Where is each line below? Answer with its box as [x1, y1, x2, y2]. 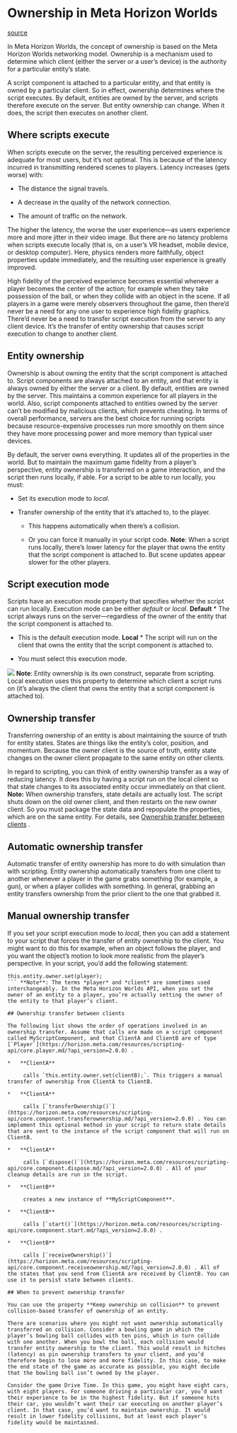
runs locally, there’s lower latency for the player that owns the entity [28, 543, 226, 551]
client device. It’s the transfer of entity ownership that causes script [7, 322, 204, 330]
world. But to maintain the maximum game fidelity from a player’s [7, 458, 197, 466]
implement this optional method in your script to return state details [7, 1121, 226, 1128]
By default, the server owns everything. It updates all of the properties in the [7, 450, 230, 458]
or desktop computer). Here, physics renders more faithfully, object [7, 248, 204, 256]
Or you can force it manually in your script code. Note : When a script [28, 535, 229, 543]
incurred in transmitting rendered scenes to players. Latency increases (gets [7, 163, 230, 171]
